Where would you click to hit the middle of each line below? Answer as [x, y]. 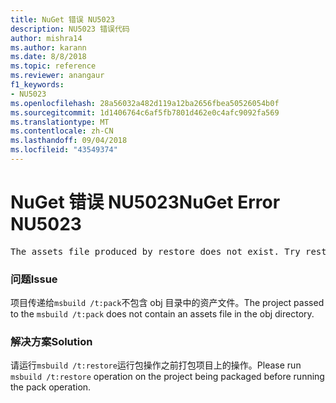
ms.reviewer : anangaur [57, 76]
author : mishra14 [46, 38]
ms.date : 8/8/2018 [48, 57]
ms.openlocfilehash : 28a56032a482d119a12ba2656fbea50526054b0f [145, 103]
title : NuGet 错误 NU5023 [62, 19]
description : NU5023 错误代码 [70, 29]
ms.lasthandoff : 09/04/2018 [69, 141]
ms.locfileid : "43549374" [64, 150]
